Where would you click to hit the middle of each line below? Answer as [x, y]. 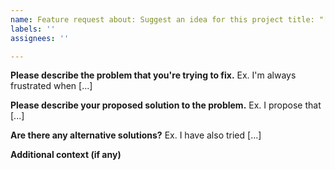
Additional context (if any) [66, 155]
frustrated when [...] [51, 86]
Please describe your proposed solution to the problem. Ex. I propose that [166, 105]
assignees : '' [40, 38]
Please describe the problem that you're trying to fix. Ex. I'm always [153, 75]
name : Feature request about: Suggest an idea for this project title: [162, 19]
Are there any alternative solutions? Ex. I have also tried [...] [136, 135]
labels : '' [33, 29]
